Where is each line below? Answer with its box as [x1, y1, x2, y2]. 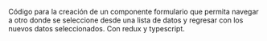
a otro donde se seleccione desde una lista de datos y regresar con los [8, 15, 244, 25]
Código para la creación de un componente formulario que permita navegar [8, 7, 259, 16]
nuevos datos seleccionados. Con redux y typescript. [8, 24, 185, 33]
